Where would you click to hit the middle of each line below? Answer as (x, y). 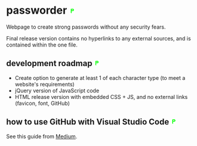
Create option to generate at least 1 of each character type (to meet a (100, 77)
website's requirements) (44, 84)
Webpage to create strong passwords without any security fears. (86, 27)
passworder (37, 10)
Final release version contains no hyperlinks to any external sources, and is (98, 38)
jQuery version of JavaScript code (57, 91)
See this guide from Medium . (42, 136)
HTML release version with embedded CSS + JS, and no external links (101, 97)
